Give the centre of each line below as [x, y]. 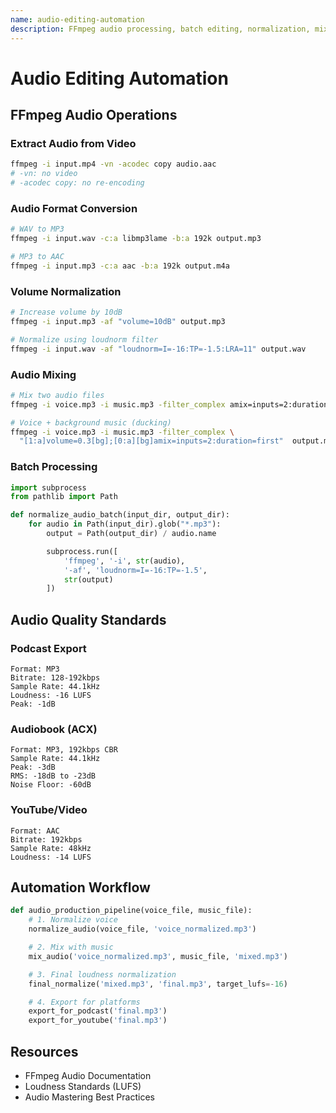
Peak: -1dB [33, 704]
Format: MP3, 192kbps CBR [64, 750]
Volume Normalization [66, 291]
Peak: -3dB [33, 767]
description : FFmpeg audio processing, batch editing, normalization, [160, 29]
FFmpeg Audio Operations [94, 115]
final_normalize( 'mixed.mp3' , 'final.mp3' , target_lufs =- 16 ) [158, 984]
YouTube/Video [49, 810]
